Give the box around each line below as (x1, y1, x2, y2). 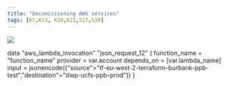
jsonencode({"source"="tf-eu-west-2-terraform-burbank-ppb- (28, 63, 209, 71)
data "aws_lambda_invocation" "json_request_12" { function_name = (7, 49, 203, 57)
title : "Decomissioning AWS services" (7, 10, 120, 17)
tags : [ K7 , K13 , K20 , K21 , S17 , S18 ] (7, 17, 104, 24)
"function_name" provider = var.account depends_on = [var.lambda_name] (7, 56, 222, 64)
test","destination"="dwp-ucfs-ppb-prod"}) (7, 71, 131, 79)
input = (7, 63, 28, 71)
